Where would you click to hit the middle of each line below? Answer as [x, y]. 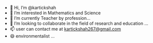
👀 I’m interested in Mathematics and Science [55, 13]
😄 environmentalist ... [32, 36]
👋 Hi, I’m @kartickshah [33, 8]
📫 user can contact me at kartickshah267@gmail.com [65, 29]
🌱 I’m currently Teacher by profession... [50, 18]
